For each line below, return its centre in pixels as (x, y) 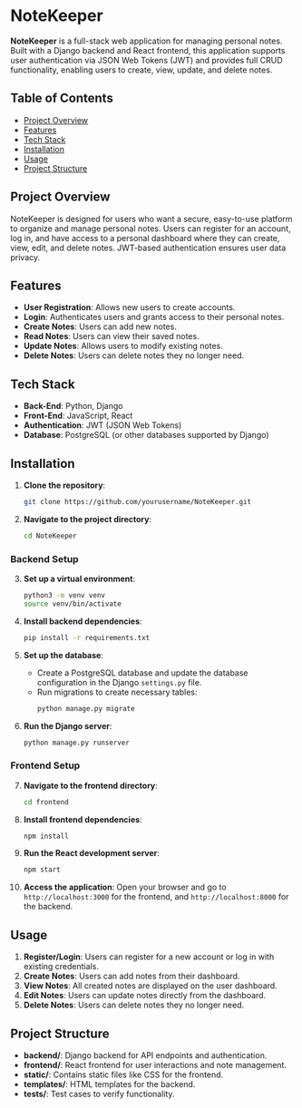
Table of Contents (62, 98)
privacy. (25, 257)
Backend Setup (45, 559)
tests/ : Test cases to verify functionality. (99, 1093)
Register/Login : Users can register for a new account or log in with (149, 957)
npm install (46, 836)
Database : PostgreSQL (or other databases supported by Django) (146, 435)
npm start (42, 870)
